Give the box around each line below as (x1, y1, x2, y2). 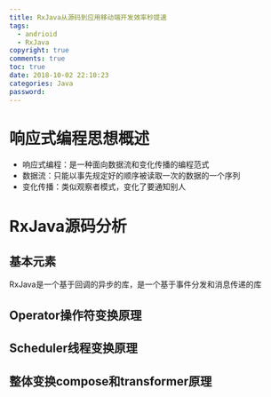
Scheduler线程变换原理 (9, 341, 138, 356)
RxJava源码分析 (9, 216, 127, 236)
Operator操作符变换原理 (9, 307, 142, 322)
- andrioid (17, 29, 58, 38)
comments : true (9, 54, 66, 63)
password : (9, 87, 46, 96)
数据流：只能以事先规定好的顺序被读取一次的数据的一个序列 (21, 171, 241, 181)
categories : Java (9, 79, 74, 88)
